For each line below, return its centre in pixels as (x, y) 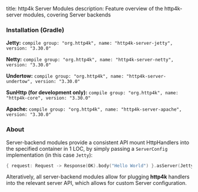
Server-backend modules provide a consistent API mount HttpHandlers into (98, 142)
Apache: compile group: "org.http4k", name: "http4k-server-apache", (94, 109)
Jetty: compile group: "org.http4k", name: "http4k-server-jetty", (90, 43)
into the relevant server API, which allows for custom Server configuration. (97, 183)
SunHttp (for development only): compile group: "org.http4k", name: (92, 92)
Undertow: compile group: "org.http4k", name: (65, 76)
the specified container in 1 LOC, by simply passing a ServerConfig (87, 148)
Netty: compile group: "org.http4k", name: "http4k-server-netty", (90, 59)
